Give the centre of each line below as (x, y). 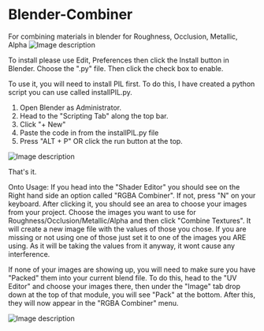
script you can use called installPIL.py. (70, 92)
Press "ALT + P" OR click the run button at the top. (101, 141)
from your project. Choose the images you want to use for (102, 212)
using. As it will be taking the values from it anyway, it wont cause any (121, 246)
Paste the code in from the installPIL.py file (89, 133)
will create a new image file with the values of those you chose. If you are (127, 229)
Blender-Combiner (71, 15)
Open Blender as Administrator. (71, 107)
